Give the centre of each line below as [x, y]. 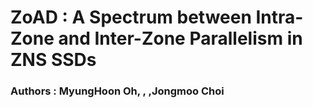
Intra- [279, 17]
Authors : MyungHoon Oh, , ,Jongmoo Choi [117, 91]
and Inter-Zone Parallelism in [180, 38]
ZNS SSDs [53, 60]
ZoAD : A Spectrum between [131, 17]
